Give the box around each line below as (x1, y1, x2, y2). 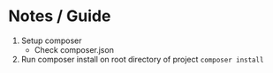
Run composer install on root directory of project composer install (20, 54, 264, 64)
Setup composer (20, 35, 82, 46)
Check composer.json (34, 44, 114, 55)
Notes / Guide (8, 6, 111, 26)
